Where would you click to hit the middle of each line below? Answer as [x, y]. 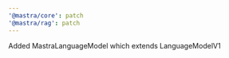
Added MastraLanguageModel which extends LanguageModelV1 [114, 45]
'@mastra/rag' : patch [44, 23]
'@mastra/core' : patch [46, 15]
